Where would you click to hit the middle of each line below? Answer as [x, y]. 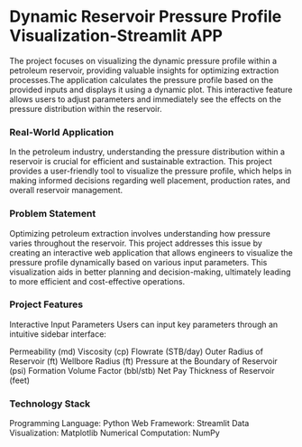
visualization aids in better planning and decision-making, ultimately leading [150, 272]
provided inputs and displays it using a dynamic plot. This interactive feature [151, 89]
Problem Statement [53, 214]
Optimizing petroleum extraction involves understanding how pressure [140, 233]
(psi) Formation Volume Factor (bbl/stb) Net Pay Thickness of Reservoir [142, 370]
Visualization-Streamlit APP [116, 36]
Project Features [46, 304]
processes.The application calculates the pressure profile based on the [141, 79]
